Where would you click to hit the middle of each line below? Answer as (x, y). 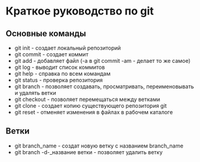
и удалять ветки (35, 93)
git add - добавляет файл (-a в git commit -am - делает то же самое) (102, 61)
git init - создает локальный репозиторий (68, 48)
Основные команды (46, 34)
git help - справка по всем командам (62, 73)
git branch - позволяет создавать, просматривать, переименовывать (104, 86)
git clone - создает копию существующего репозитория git (91, 106)
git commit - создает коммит (51, 54)
